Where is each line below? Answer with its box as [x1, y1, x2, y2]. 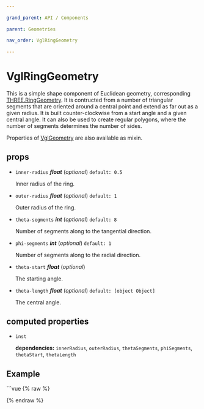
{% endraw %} [6, 397, 44, 404]
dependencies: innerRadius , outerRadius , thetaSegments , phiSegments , [15, 344, 192, 352]
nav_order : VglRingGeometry [6, 37, 78, 43]
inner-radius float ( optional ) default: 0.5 [15, 168, 123, 175]
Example [6, 369, 40, 379]
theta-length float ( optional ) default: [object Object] [15, 287, 156, 294]
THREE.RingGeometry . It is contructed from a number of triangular [6, 96, 173, 103]
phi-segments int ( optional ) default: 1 [15, 239, 112, 247]
